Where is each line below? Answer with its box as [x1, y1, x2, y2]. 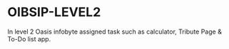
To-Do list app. [7, 34, 51, 43]
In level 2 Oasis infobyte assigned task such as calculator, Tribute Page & [7, 27, 223, 36]
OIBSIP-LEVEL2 [7, 4, 101, 20]
